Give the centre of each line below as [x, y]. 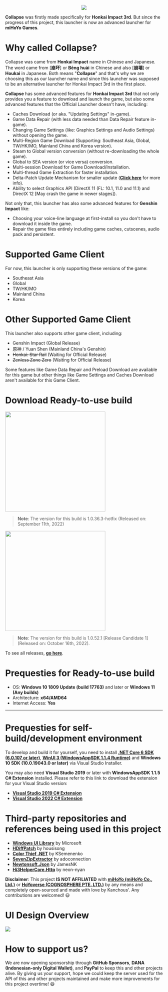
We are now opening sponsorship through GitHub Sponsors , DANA [75, 963]
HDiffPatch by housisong [38, 848]
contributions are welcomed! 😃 [37, 895]
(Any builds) [25, 692]
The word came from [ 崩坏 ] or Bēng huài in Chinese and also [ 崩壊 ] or [77, 67]
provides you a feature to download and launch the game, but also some [80, 99]
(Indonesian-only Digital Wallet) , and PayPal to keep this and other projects [84, 968]
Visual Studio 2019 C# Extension [47, 793]
